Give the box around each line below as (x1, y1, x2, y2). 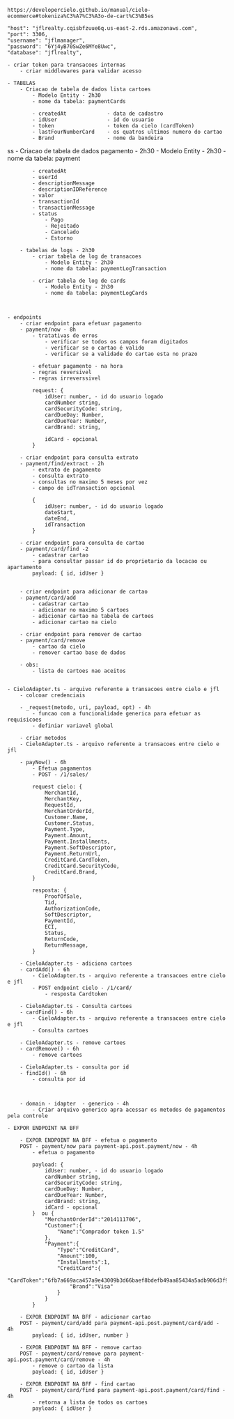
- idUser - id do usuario (32, 116, 155, 123)
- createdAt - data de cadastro (32, 110, 164, 117)
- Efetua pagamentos (32, 765, 92, 772)
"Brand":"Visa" (69, 1283, 114, 1290)
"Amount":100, (56, 1253, 98, 1259)
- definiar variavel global (32, 722, 114, 729)
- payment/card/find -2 (19, 545, 89, 552)
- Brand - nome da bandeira (32, 134, 164, 141)
